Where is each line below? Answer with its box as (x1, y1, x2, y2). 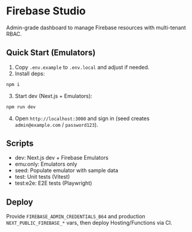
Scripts (6, 138, 34, 148)
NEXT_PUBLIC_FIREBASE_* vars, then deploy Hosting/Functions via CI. (6, 219, 173, 227)
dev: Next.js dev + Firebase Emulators (14, 154, 109, 161)
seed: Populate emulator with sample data (14, 167, 119, 174)
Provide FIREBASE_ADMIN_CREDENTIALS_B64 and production (6, 213, 145, 220)
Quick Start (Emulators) (6, 48, 96, 58)
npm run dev (6, 103, 36, 110)
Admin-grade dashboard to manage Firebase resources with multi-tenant (6, 24, 186, 31)
